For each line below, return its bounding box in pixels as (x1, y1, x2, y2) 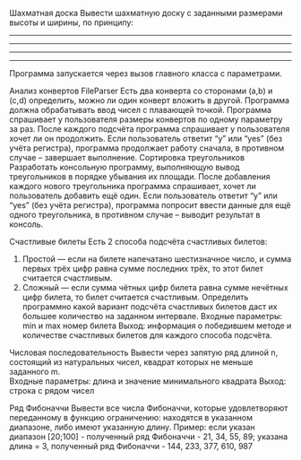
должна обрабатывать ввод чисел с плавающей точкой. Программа (9, 105, 271, 115)
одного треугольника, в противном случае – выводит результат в (9, 210, 261, 220)
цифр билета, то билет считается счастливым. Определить (21, 291, 249, 302)
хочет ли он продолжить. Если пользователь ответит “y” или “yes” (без (9, 134, 283, 143)
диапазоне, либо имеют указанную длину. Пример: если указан (9, 421, 255, 432)
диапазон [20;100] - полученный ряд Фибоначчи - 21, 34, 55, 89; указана (9, 431, 288, 442)
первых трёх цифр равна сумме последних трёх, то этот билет (21, 264, 264, 273)
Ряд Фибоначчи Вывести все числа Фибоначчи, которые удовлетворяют (9, 403, 288, 413)
